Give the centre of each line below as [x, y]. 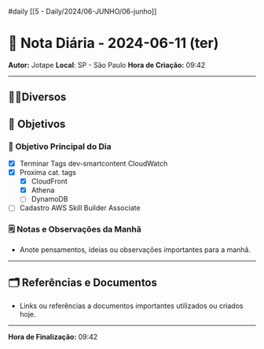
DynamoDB [49, 199]
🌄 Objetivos [37, 124]
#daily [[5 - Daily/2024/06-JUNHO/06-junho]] [82, 11]
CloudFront [49, 181]
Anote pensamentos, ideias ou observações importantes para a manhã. [135, 249]
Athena [43, 190]
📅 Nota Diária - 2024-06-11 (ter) [114, 43]
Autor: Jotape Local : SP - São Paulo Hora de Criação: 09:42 [107, 65]
